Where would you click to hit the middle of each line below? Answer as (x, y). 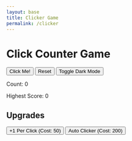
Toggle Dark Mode (80, 71)
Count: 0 (17, 84)
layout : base (23, 12)
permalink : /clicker (33, 23)
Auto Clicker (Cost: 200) (95, 131)
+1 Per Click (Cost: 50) (35, 131)
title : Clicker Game (33, 18)
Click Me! (20, 71)
